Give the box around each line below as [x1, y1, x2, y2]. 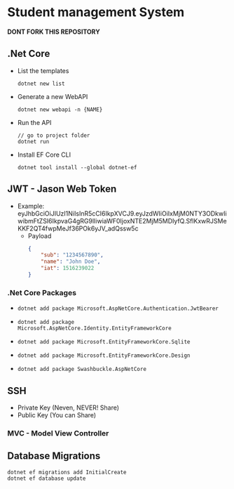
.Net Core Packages [7, 287, 77, 297]
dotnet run [17, 138, 50, 145]
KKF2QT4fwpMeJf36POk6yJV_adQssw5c [17, 224, 139, 233]
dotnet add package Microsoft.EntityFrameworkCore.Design [17, 352, 191, 359]
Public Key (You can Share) [17, 411, 97, 419]
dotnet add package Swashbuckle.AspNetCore [17, 366, 147, 373]
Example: [17, 202, 45, 210]
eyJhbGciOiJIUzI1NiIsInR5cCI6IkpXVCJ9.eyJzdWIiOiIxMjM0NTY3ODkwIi [17, 209, 227, 218]
